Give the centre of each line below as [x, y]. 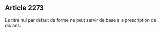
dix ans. [13, 25]
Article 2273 [25, 8]
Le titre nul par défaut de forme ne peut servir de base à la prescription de [81, 20]
